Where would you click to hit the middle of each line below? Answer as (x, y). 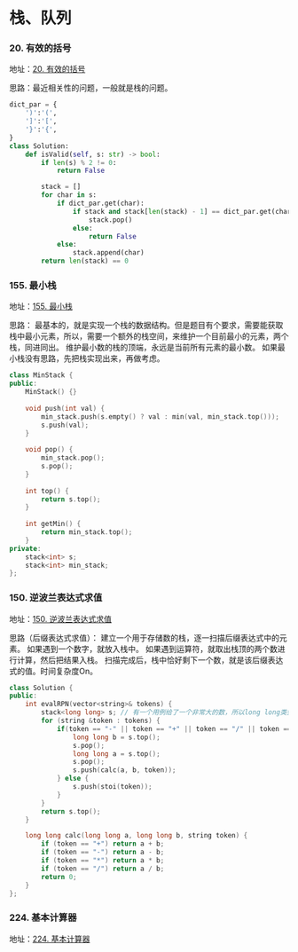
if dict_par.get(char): (100, 204)
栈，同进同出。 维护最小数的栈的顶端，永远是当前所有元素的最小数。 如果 (143, 348)
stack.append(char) (108, 253)
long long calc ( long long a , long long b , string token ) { (137, 836)
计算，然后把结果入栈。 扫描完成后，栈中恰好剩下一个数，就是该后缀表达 (150, 660)
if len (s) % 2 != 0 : (79, 162)
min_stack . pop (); (73, 458)
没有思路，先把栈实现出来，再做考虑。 (94, 358)
